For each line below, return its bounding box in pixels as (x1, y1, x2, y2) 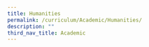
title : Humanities (7, 10, 61, 17)
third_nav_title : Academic (7, 29, 86, 37)
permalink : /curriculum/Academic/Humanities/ (7, 17, 142, 23)
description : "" (7, 23, 55, 30)
